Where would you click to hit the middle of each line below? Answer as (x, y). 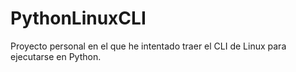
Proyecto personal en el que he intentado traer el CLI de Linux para (148, 46)
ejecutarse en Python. (56, 56)
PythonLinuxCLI (78, 18)
